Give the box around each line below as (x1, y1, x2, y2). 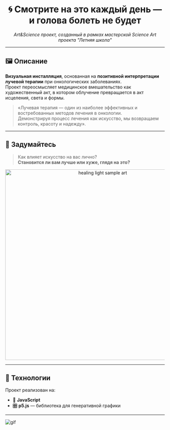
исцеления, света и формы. (5, 95, 65, 101)
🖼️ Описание (5, 57, 48, 66)
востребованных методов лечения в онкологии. (17, 110, 122, 116)
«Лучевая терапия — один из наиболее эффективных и (17, 104, 138, 110)
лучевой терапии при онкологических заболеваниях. (5, 78, 122, 84)
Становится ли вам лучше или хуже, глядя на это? (17, 159, 131, 165)
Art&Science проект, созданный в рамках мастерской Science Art (13, 32, 157, 38)
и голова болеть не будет (28, 15, 142, 26)
